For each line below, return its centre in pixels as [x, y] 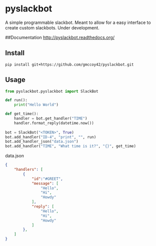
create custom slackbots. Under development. [52, 27]
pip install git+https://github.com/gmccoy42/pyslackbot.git [70, 64]
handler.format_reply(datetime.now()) [54, 123]
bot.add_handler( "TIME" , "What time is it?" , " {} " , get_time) [71, 146]
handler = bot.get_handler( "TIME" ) [51, 119]
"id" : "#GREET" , [47, 179]
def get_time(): [22, 114]
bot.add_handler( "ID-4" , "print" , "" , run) [51, 137]
